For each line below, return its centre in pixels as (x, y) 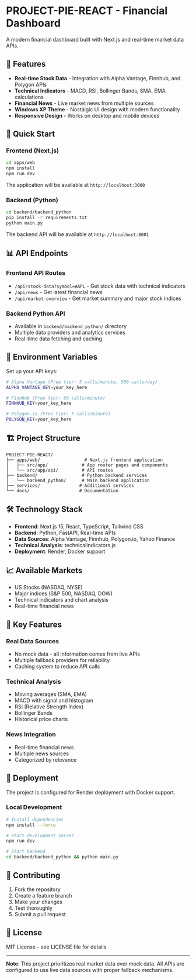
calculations (29, 97)
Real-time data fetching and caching (58, 339)
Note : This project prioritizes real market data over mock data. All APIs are (95, 963)
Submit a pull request (40, 914)
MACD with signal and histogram (54, 701)
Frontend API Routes (36, 273)
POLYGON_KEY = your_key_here (39, 419)
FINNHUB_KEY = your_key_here (39, 403)
